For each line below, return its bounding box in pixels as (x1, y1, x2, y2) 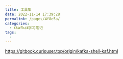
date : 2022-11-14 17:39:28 (5, 12, 60, 17)
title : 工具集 (5, 7, 32, 12)
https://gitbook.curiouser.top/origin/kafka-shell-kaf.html (5, 48, 119, 54)
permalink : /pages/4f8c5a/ (5, 16, 60, 21)
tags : (5, 30, 16, 35)
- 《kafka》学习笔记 (9, 26, 43, 30)
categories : (5, 21, 29, 26)
